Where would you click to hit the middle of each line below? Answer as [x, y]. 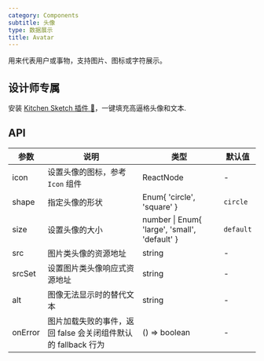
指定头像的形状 [75, 202]
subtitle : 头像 [32, 23]
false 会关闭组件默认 [95, 333]
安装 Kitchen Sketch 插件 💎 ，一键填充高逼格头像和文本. [97, 108]
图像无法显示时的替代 [87, 294]
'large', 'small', [169, 229]
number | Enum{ [172, 219]
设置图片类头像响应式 [87, 268]
